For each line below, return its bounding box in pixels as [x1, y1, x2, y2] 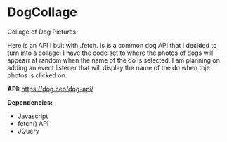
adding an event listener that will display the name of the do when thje [7, 63, 211, 72]
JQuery [17, 127, 40, 135]
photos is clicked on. [7, 71, 67, 79]
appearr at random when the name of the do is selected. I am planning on [7, 56, 220, 64]
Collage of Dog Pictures [7, 27, 77, 36]
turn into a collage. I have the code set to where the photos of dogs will [7, 49, 214, 57]
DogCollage [7, 4, 77, 20]
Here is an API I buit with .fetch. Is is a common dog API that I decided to [7, 41, 217, 49]
